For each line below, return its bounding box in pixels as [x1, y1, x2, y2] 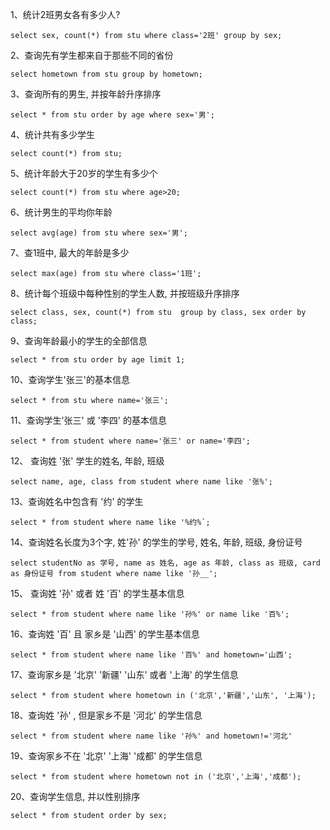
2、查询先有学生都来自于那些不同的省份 [10, 49, 174, 61]
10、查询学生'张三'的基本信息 [10, 374, 130, 385]
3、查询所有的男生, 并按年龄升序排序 [10, 88, 162, 100]
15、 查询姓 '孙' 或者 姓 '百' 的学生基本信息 [10, 588, 185, 599]
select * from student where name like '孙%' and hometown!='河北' [10, 731, 293, 741]
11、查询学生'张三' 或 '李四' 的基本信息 [10, 414, 167, 426]
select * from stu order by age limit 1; [10, 355, 186, 365]
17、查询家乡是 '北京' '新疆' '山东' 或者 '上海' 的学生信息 [10, 669, 239, 680]
